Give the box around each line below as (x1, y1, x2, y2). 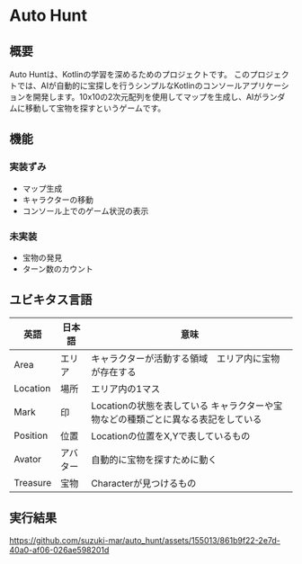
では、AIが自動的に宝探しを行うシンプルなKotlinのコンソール (16, 80, 243, 91)
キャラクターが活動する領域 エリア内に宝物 (91, 352, 280, 364)
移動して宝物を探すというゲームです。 (24, 103, 166, 113)
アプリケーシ (241, 80, 289, 91)
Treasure (13, 476, 52, 488)
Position (13, 429, 49, 442)
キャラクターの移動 (22, 194, 94, 205)
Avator (13, 452, 42, 465)
